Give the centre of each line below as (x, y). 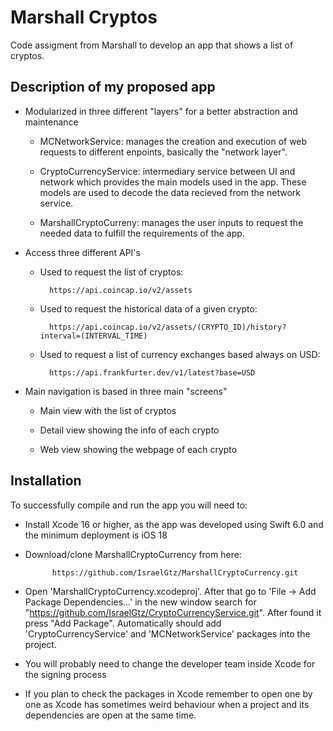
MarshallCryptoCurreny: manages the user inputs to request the (171, 222)
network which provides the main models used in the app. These (173, 182)
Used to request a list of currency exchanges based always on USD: (180, 354)
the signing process (65, 674)
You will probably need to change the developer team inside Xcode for (170, 663)
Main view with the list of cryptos (108, 410)
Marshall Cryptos (84, 17)
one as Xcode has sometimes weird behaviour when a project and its (167, 704)
